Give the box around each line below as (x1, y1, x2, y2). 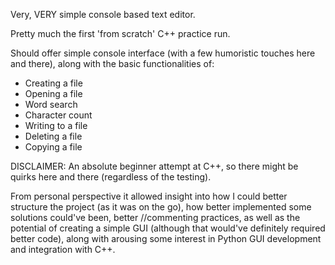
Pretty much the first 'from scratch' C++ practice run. (10, 28, 231, 39)
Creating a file (24, 77, 83, 89)
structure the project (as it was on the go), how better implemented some (10, 201, 312, 213)
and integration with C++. (10, 244, 116, 255)
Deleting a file (24, 130, 83, 142)
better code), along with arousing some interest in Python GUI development (10, 233, 322, 244)
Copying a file (24, 141, 83, 153)
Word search (24, 99, 78, 110)
